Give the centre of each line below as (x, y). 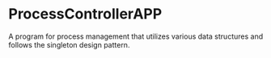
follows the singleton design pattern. (69, 44)
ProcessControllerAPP (85, 14)
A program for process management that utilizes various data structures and (136, 36)
